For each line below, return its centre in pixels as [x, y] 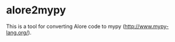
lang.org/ [17, 32]
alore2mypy [36, 10]
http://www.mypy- [147, 26]
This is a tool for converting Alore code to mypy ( [65, 26]
